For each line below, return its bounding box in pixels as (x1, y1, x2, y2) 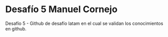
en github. (5, 25, 27, 31)
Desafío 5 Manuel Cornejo (5, 4, 118, 15)
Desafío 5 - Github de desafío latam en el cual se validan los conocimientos (5, 20, 163, 26)
